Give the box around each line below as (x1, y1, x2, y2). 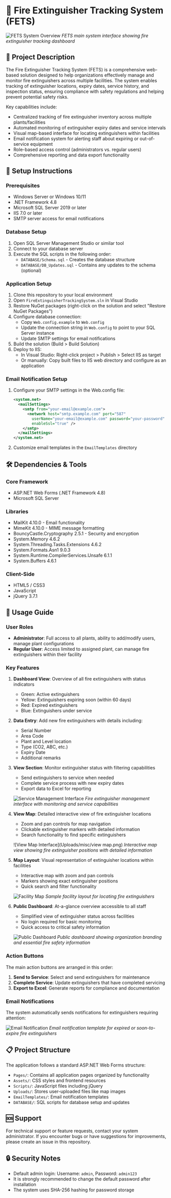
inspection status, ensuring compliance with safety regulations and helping (6, 88, 164, 94)
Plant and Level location (20, 739, 72, 745)
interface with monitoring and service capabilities (13, 801, 118, 807)
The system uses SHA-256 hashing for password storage (13, 1187, 135, 1193)
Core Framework (6, 478, 48, 485)
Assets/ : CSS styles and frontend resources (13, 1077, 106, 1084)
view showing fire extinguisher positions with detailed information (13, 847, 153, 854)
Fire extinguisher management (84, 796, 150, 802)
